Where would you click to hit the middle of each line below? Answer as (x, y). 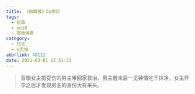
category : (18, 39)
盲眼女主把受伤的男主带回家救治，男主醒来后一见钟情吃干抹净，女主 (102, 78)
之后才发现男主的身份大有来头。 (64, 85)
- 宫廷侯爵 (23, 33)
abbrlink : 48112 (26, 55)
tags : (13, 17)
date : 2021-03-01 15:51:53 (39, 60)
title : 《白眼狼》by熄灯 (33, 11)
